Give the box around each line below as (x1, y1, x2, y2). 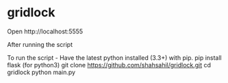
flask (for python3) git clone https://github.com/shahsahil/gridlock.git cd (7, 61, 211, 69)
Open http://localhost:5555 (7, 27, 84, 35)
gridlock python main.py (7, 68, 76, 76)
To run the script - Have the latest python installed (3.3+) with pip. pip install (7, 53, 222, 62)
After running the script (7, 40, 73, 48)
